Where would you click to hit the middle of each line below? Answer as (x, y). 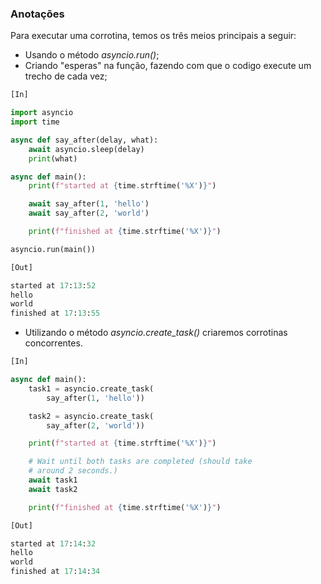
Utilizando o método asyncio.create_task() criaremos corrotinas (156, 333)
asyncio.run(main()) (53, 249)
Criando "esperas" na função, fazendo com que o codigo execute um (168, 66)
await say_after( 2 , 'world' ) (89, 213)
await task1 (53, 480)
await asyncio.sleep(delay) (86, 149)
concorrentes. (53, 343)
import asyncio (42, 113)
